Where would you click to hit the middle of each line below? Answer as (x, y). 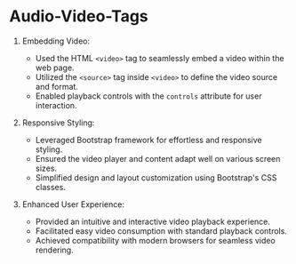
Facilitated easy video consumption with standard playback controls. (161, 231)
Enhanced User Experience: (73, 204)
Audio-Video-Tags (79, 16)
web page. (55, 68)
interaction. (56, 105)
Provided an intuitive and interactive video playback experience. (153, 221)
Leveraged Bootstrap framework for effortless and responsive (148, 140)
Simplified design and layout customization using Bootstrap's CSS (156, 177)
